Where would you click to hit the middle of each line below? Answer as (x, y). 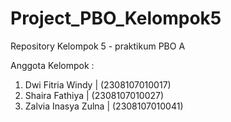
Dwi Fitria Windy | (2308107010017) (98, 84)
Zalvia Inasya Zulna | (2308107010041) (104, 106)
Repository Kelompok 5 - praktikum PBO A (98, 46)
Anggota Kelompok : (52, 65)
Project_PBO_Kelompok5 (116, 18)
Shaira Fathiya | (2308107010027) (94, 95)
